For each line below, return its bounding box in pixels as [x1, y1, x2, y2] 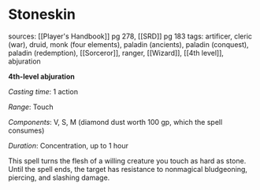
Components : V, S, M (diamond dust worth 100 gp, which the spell [8, 117, 223, 126]
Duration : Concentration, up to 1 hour [8, 141, 128, 150]
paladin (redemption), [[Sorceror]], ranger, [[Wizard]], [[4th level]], [8, 48, 225, 57]
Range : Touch [8, 102, 54, 111]
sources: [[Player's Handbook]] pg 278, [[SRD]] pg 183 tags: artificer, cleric [8, 31, 253, 41]
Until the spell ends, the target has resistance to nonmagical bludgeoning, [8, 164, 248, 174]
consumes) [8, 126, 45, 135]
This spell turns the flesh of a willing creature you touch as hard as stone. [8, 155, 247, 166]
